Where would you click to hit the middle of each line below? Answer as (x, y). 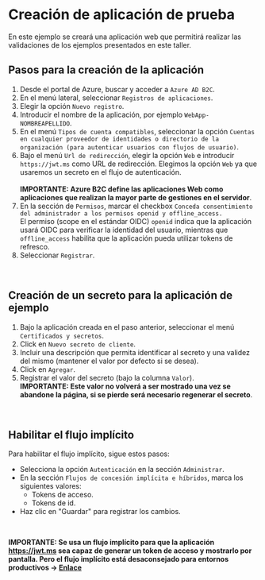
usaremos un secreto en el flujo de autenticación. (100, 172)
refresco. (35, 246)
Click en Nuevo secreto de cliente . (78, 344)
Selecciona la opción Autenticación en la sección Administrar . (122, 470)
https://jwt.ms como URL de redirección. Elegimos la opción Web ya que (138, 164)
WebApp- (197, 115)
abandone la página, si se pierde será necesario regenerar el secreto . (136, 394)
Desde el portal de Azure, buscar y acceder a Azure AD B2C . (117, 89)
